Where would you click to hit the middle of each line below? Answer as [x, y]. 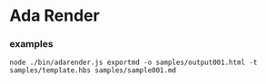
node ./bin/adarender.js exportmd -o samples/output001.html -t [133, 63]
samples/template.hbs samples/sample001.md [93, 70]
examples [31, 44]
